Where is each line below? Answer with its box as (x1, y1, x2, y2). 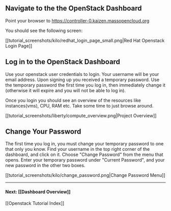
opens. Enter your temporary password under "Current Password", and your (5, 157, 165, 163)
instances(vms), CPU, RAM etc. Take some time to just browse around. (5, 102, 154, 109)
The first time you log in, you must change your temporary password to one (5, 141, 164, 147)
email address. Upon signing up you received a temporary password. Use (5, 76, 159, 83)
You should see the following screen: (5, 28, 83, 34)
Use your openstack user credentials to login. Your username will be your (5, 71, 159, 77)
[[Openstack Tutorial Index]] (5, 200, 65, 206)
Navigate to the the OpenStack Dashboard (5, 4, 142, 13)
